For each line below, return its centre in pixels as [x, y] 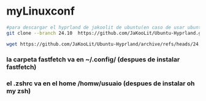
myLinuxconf [41, 11]
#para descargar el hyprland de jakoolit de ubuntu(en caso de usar [96, 27]
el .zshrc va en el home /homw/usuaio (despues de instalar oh [101, 83]
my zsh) [19, 91]
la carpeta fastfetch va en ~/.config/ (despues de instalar [93, 60]
